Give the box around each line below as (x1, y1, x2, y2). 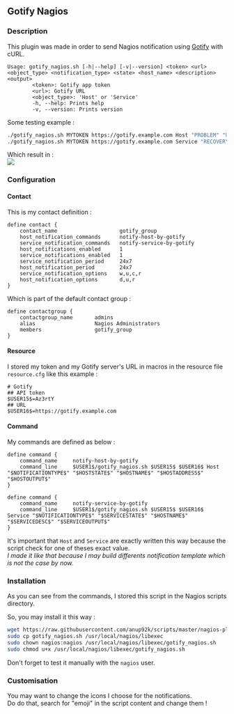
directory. (7, 599, 35, 608)
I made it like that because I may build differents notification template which (7, 551, 226, 559)
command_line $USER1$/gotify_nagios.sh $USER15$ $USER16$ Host (19, 463, 219, 470)
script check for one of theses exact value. (7, 543, 130, 552)
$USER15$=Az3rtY (7, 395, 54, 403)
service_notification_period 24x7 (19, 258, 132, 265)
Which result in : (7, 150, 54, 159)
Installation (7, 576, 47, 586)
